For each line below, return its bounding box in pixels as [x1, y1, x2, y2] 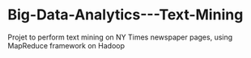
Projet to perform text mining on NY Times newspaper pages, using [7, 32, 233, 42]
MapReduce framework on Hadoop [7, 40, 125, 50]
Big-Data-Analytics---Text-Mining [7, 6, 244, 24]
